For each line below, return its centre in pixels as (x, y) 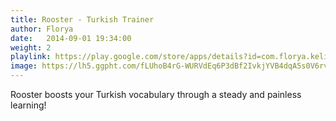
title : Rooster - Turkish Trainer (82, 19)
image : (24, 66)
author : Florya (42, 29)
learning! (28, 105)
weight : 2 (31, 47)
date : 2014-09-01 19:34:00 (71, 38)
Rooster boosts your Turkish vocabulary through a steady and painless (156, 94)
